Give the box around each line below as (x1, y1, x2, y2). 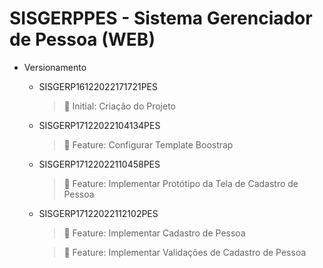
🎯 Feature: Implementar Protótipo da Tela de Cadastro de (63, 177, 299, 189)
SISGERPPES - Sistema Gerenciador (9, 7, 313, 30)
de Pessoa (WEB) (9, 28, 156, 51)
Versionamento (23, 61, 87, 73)
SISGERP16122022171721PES (38, 80, 158, 92)
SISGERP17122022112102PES (38, 207, 159, 219)
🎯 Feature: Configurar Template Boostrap (63, 138, 234, 151)
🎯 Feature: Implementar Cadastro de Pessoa (63, 227, 246, 239)
